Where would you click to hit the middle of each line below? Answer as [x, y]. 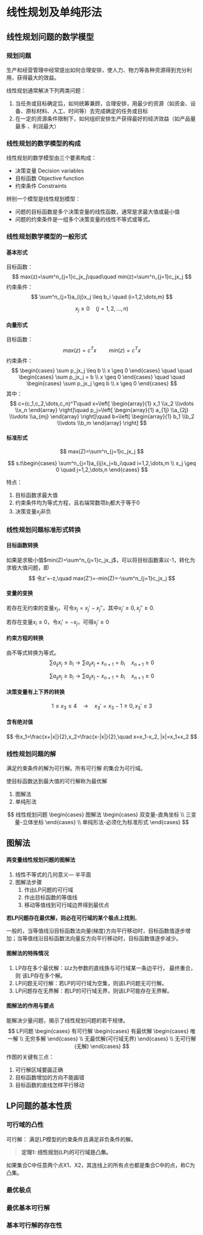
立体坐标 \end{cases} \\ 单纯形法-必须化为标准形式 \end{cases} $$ [105, 822]
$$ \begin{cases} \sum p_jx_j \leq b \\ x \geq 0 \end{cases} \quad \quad [102, 370]
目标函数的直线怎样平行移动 [50, 1085]
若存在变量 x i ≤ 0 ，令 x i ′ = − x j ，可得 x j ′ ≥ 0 [58, 622]
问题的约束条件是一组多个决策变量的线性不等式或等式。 [84, 219]
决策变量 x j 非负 [33, 512]
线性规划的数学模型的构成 [44, 143]
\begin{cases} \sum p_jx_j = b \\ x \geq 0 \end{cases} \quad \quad [102, 377]
